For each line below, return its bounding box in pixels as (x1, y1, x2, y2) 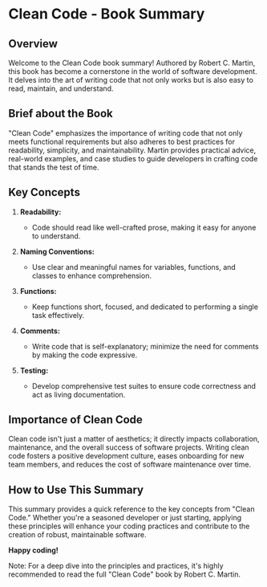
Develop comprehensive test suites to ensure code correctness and (31, 381, 257, 390)
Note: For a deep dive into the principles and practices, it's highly (8, 561, 224, 571)
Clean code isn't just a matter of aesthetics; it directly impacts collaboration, (8, 434, 260, 444)
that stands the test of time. (8, 162, 99, 172)
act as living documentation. (31, 389, 126, 399)
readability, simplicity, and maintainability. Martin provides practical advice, (8, 145, 257, 155)
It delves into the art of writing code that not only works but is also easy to (8, 75, 254, 84)
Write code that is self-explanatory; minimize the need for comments (31, 341, 259, 351)
